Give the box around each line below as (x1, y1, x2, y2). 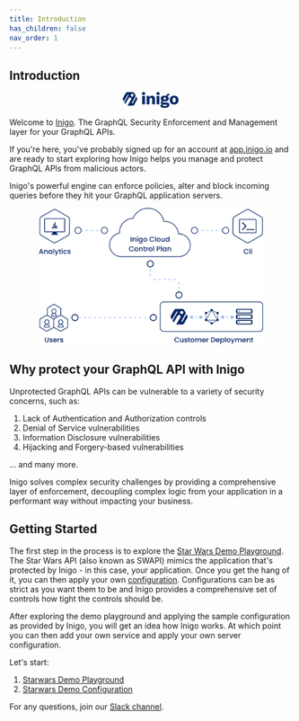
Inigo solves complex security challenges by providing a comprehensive (9, 476, 277, 487)
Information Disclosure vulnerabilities (22, 432, 161, 442)
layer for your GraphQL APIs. (9, 127, 116, 138)
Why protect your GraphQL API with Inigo (9, 362, 245, 378)
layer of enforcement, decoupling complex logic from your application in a (9, 485, 283, 496)
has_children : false (9, 23, 87, 33)
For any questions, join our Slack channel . (9, 701, 164, 712)
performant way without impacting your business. (9, 495, 193, 506)
